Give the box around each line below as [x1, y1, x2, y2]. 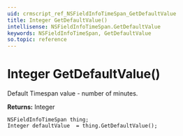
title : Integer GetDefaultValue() [7, 17, 108, 24]
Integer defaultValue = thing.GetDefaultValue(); [7, 123, 158, 130]
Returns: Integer [7, 103, 55, 112]
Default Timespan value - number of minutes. [7, 89, 138, 98]
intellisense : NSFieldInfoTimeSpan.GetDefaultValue [7, 23, 161, 30]
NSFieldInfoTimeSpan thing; [7, 116, 89, 123]
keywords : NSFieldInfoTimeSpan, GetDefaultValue [7, 29, 152, 37]
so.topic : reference [7, 36, 68, 43]
